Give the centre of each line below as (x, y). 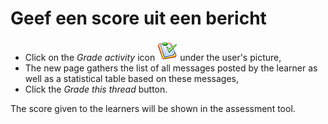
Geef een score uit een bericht (138, 18)
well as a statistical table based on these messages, (131, 78)
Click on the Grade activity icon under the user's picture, (153, 57)
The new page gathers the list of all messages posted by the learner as (171, 68)
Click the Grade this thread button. (96, 89)
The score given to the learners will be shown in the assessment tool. (153, 108)
